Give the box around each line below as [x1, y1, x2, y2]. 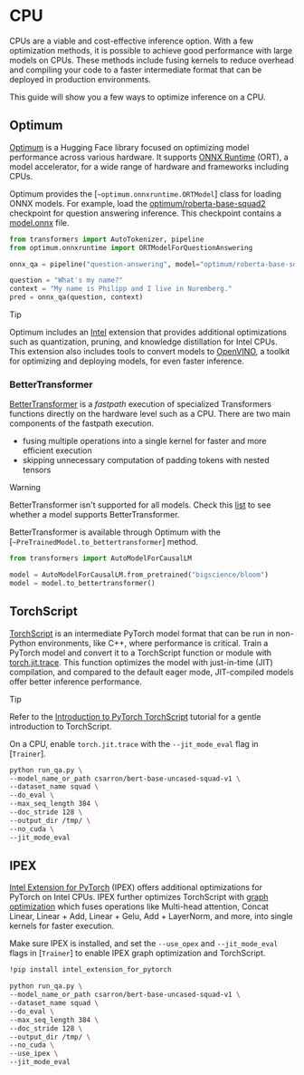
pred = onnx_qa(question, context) [9, 293, 144, 302]
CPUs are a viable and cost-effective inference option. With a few [9, 35, 254, 46]
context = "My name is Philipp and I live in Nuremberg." [9, 285, 233, 294]
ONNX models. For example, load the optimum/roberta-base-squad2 [9, 198, 266, 208]
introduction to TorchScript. [9, 721, 112, 731]
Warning [9, 482, 41, 493]
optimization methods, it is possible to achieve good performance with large [9, 44, 293, 55]
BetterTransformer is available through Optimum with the [9, 527, 222, 537]
